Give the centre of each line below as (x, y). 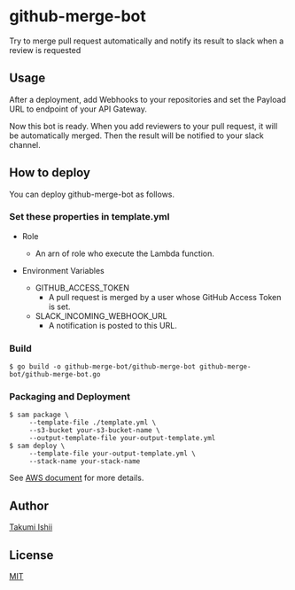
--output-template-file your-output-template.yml (122, 439)
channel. (25, 144)
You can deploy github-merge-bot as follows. (92, 194)
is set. (59, 307)
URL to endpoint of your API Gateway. (78, 109)
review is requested (45, 50)
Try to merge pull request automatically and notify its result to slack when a (147, 41)
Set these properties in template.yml (89, 217)
